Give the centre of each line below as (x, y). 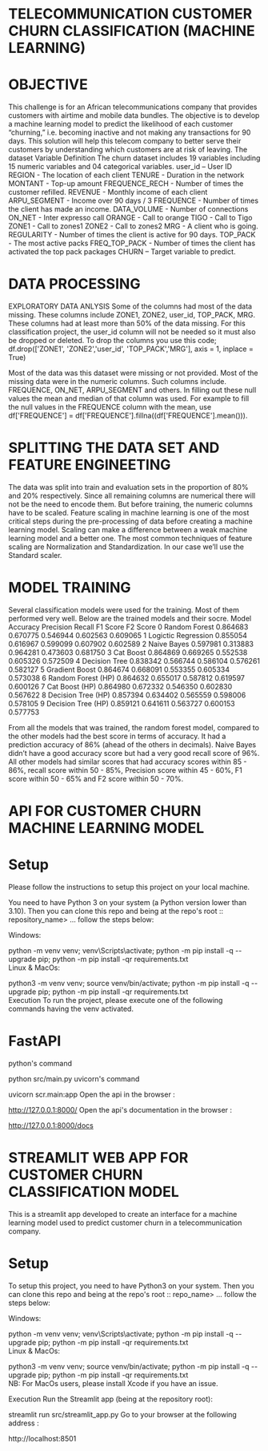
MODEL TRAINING (70, 588)
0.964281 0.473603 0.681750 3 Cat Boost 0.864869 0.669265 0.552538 (128, 652)
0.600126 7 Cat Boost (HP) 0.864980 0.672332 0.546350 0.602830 (120, 686)
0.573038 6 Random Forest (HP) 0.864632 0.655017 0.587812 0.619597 (127, 677)
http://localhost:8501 (42, 1438)
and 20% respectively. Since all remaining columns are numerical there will (132, 495)
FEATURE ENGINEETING (90, 465)
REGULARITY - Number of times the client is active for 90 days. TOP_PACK (132, 235)
